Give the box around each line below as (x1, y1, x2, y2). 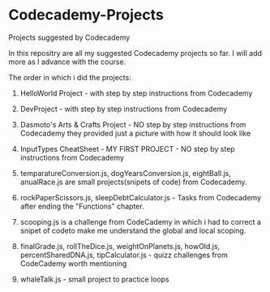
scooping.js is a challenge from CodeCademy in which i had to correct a (19, 217, 262, 226)
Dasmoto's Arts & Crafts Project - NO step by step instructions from (19, 119, 246, 129)
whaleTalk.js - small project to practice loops (19, 274, 169, 284)
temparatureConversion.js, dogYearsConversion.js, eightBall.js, (19, 168, 231, 178)
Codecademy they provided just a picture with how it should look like (19, 128, 251, 138)
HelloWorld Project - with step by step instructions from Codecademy (19, 88, 253, 98)
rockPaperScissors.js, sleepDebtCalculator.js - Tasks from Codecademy (19, 192, 262, 202)
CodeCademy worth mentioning (19, 258, 127, 268)
